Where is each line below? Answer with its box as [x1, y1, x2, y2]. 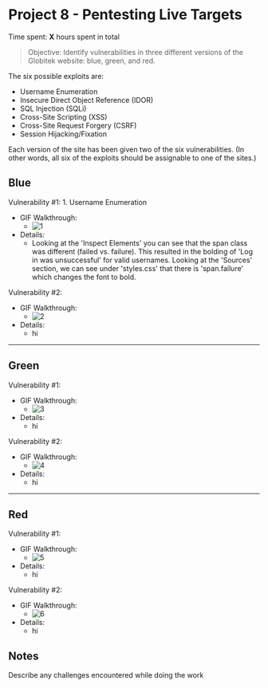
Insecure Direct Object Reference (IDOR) [19, 95, 154, 104]
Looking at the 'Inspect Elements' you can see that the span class [31, 238, 248, 248]
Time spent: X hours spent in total [8, 32, 120, 41]
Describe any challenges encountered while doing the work [8, 670, 204, 680]
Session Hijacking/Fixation [19, 129, 108, 139]
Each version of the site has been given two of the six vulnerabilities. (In [8, 144, 245, 154]
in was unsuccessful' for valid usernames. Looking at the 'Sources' [31, 255, 253, 265]
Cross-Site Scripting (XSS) [19, 112, 108, 121]
